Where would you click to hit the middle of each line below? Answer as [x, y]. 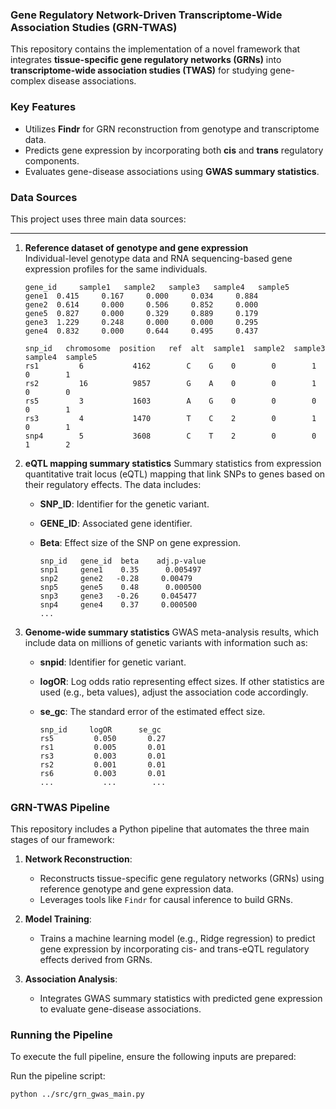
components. [52, 160]
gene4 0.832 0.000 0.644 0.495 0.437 [141, 331]
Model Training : [58, 919]
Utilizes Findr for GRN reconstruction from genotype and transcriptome [172, 129]
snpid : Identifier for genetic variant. [113, 662]
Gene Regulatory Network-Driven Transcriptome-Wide [146, 15]
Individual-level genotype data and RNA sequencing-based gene [158, 258]
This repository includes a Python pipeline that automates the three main [160, 829]
